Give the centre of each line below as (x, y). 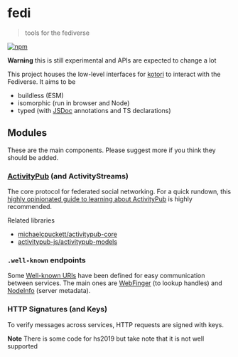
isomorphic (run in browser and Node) (74, 103)
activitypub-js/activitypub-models (67, 242)
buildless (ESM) (40, 95)
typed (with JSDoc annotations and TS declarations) (94, 110)
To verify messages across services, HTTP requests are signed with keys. (116, 324)
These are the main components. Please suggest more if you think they (112, 150)
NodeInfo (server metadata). (49, 291)
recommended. (29, 207)
